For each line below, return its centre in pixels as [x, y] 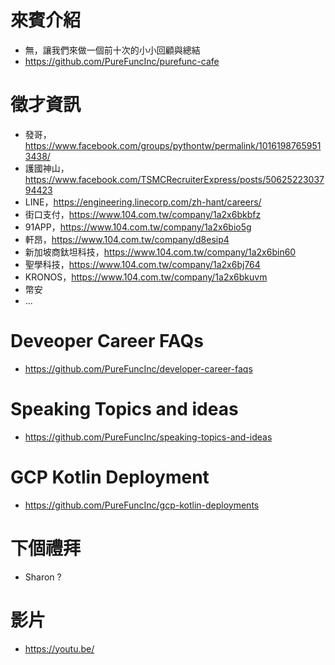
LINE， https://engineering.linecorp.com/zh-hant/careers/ [143, 202]
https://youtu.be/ [59, 648]
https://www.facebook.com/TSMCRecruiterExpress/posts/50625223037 [174, 179]
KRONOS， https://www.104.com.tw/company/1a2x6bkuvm [146, 277]
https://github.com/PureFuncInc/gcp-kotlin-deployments [142, 505]
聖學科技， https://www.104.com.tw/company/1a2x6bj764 [142, 264]
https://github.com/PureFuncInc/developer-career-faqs [138, 368]
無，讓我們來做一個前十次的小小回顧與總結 [112, 50]
